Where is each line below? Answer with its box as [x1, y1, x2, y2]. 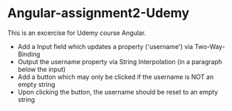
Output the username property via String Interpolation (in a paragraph [17, 57, 223, 65]
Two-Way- [194, 42, 226, 51]
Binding [17, 50, 41, 58]
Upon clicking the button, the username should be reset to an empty [17, 88, 218, 96]
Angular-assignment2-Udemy [7, 5, 190, 21]
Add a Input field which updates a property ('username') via [17, 42, 194, 51]
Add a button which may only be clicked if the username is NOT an [17, 73, 214, 81]
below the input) [17, 65, 66, 73]
